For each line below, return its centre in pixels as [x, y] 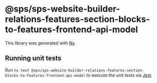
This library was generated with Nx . [40, 43]
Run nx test [17, 70]
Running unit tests [33, 58]
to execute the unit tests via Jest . [119, 75]
